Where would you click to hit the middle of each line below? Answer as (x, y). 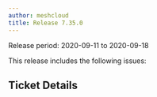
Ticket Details (43, 85)
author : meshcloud (38, 15)
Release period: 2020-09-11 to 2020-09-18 (78, 45)
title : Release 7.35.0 (46, 23)
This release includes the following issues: (77, 61)
